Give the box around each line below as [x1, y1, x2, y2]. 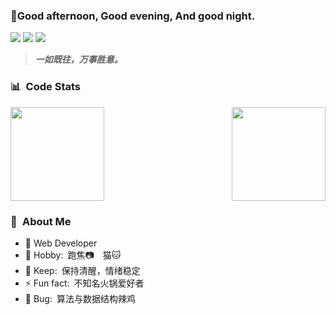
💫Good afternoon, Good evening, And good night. [10, 9, 256, 23]
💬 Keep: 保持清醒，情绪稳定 [24, 264, 141, 276]
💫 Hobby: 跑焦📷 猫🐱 [24, 249, 122, 261]
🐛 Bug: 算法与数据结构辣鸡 [24, 292, 136, 304]
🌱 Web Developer [24, 237, 98, 249]
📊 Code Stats [10, 80, 81, 94]
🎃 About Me [10, 214, 72, 228]
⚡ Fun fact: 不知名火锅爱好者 [24, 277, 145, 289]
